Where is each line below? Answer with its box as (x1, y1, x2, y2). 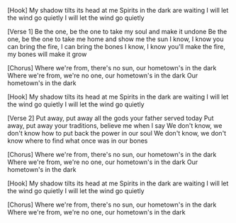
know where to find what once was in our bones (7, 136, 148, 145)
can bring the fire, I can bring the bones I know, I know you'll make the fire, (7, 43, 225, 50)
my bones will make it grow (7, 50, 87, 58)
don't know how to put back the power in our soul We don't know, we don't (7, 129, 227, 137)
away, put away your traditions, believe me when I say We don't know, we (7, 121, 223, 130)
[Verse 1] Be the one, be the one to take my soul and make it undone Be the (7, 28, 227, 36)
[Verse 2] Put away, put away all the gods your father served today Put (7, 114, 214, 122)
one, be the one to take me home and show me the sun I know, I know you (7, 35, 225, 43)
